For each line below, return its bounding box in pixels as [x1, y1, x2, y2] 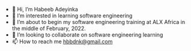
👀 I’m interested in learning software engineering [11, 12, 133, 19]
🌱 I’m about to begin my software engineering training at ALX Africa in [11, 19, 185, 25]
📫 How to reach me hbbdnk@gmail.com [11, 38, 113, 45]
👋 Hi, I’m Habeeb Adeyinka [11, 6, 78, 13]
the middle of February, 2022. [11, 25, 86, 32]
